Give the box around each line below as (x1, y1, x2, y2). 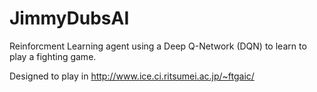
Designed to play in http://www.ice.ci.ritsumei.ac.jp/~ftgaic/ (9, 70, 255, 82)
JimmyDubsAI (9, 7, 130, 30)
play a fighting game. (9, 50, 97, 62)
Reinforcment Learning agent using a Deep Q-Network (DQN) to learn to (9, 40, 307, 52)
